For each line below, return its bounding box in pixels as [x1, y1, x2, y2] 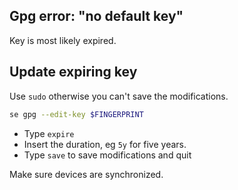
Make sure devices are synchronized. [9, 168, 164, 180]
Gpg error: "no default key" [9, 8, 184, 25]
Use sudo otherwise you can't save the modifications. [9, 90, 229, 102]
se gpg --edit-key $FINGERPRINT [9, 109, 144, 119]
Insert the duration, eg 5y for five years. [23, 138, 187, 150]
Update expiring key [9, 64, 138, 81]
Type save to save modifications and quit [23, 149, 192, 161]
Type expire [23, 127, 75, 139]
